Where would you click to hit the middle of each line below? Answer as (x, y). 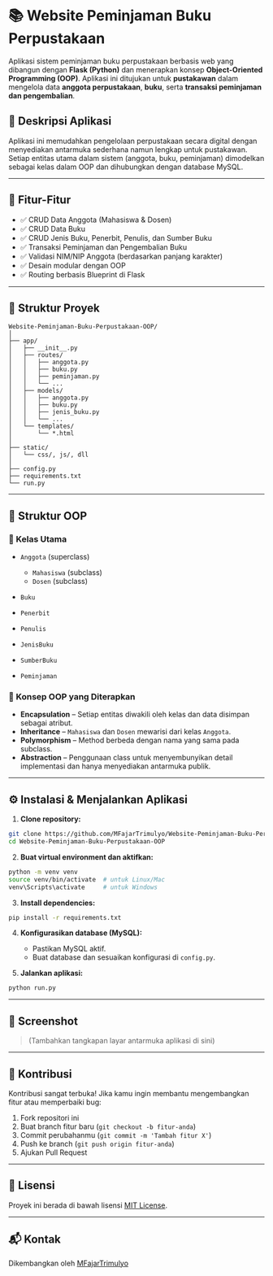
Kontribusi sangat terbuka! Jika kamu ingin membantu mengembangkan (129, 1093)
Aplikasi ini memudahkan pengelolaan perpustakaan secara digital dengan (133, 141)
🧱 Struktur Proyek (54, 308)
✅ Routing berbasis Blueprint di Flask (82, 274)
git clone (25, 834)
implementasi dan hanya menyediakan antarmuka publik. (115, 766)
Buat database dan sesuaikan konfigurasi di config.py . (123, 957)
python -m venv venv (43, 872)
